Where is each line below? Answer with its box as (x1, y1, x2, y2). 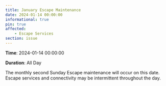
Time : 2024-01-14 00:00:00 (5, 49, 65, 56)
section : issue (5, 36, 38, 41)
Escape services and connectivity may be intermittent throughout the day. (5, 75, 161, 81)
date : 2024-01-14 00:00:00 (5, 12, 63, 17)
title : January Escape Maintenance (5, 7, 81, 13)
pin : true (5, 21, 27, 27)
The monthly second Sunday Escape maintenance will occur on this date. (5, 69, 160, 75)
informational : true (5, 17, 50, 22)
